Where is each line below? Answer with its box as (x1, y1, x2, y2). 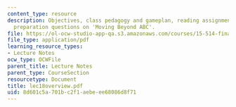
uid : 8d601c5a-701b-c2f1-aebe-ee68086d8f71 (7, 89, 137, 96)
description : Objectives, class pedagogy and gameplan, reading (7, 17, 199, 24)
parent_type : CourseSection (7, 69, 90, 76)
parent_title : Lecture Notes (7, 63, 93, 70)
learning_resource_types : (7, 43, 83, 50)
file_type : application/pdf (7, 37, 90, 44)
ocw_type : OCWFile (7, 56, 61, 63)
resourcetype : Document (7, 75, 77, 83)
